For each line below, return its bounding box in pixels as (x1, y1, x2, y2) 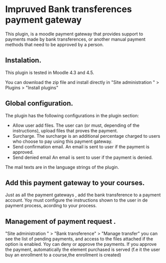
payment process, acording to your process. (5, 203, 97, 209)
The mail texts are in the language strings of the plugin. (5, 164, 119, 170)
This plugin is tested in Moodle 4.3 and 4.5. (5, 69, 94, 75)
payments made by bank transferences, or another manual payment (5, 36, 146, 42)
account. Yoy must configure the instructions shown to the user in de (5, 197, 148, 203)
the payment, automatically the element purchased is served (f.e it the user (5, 246, 160, 252)
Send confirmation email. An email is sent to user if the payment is (12, 143, 149, 149)
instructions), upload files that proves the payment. (12, 127, 118, 134)
